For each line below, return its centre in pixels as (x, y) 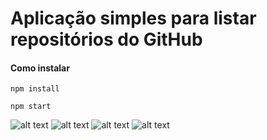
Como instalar (40, 68)
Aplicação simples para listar (133, 18)
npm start (31, 107)
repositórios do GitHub (106, 39)
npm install (35, 89)
